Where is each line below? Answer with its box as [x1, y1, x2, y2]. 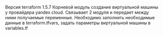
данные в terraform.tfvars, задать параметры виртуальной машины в [5, 20, 151, 26]
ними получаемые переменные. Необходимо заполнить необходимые [5, 15, 155, 20]
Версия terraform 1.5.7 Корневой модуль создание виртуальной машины [5, 4, 159, 10]
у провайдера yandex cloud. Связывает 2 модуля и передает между [5, 9, 149, 15]
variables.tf [5, 25, 28, 31]
